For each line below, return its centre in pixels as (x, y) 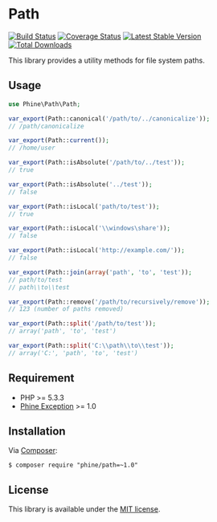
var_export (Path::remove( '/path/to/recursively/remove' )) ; (109, 302)
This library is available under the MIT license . (84, 509)
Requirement (41, 378)
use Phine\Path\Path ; (45, 104)
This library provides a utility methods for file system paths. (106, 60)
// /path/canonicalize (46, 126)
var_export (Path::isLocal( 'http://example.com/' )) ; (96, 251)
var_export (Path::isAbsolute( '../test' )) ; (80, 184)
